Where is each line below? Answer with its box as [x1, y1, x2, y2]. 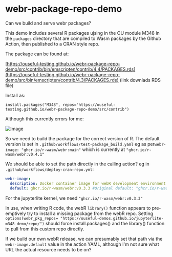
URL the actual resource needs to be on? [5, 246, 92, 252]
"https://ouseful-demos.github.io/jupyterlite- [60, 216, 164, 221]
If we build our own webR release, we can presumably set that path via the [5, 235, 163, 242]
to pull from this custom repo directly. [5, 226, 84, 232]
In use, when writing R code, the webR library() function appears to [5, 205, 151, 211]
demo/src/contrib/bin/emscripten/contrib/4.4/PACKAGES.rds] [5, 66, 136, 72]
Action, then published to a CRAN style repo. [5, 40, 100, 47]
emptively [5, 210, 27, 217]
